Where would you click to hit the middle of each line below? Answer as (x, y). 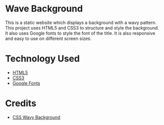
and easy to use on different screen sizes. (48, 38)
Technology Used (42, 59)
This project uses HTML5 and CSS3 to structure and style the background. (82, 27)
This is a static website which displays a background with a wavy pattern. (81, 22)
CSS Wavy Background (36, 117)
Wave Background (44, 9)
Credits (21, 103)
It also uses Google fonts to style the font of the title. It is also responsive (80, 33)
